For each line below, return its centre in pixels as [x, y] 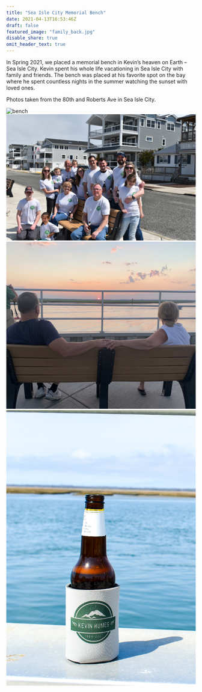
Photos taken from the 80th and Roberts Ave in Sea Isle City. [81, 100]
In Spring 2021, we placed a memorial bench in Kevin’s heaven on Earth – [97, 62]
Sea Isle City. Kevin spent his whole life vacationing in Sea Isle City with [95, 69]
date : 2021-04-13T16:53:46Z [41, 19]
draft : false [23, 25]
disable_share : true [32, 38]
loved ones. [21, 88]
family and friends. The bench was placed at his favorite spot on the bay [96, 75]
